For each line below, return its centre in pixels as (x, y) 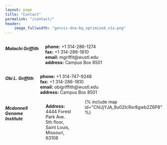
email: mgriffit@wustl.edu (72, 57)
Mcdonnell (16, 108)
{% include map (101, 102)
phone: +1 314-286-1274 (71, 47)
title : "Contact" (23, 14)
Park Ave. (56, 117)
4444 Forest (58, 112)
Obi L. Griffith (19, 78)
